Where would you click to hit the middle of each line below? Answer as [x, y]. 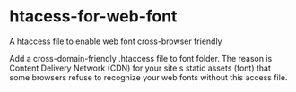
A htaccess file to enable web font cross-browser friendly [116, 41]
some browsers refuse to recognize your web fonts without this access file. [148, 77]
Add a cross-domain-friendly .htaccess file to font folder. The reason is [141, 58]
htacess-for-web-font [93, 17]
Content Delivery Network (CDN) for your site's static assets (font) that [140, 68]
